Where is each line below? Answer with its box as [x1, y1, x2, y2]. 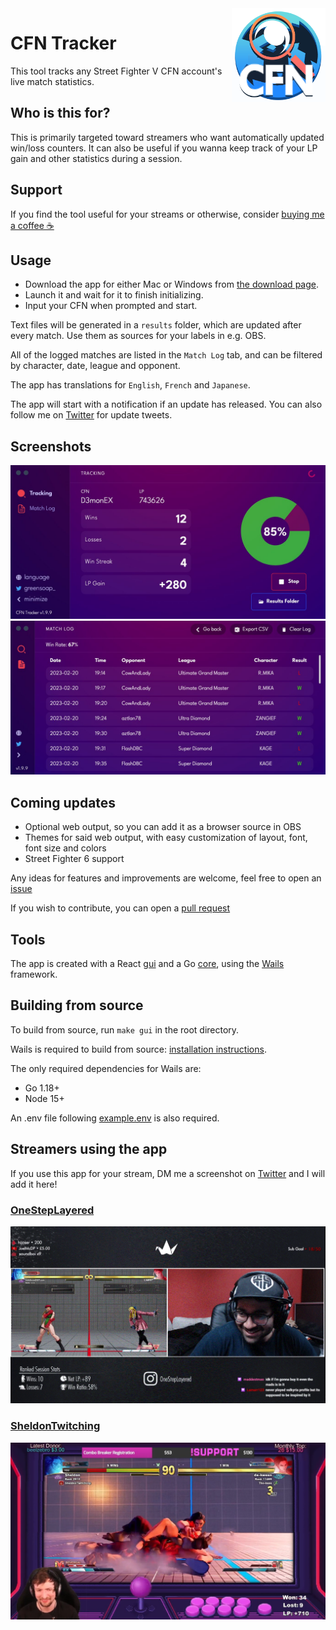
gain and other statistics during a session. [10, 152, 183, 164]
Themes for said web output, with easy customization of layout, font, [24, 832, 308, 844]
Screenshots [10, 438, 92, 455]
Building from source [10, 997, 144, 1014]
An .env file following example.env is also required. [10, 1112, 220, 1124]
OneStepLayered [10, 1203, 95, 1217]
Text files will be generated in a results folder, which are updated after [10, 319, 302, 331]
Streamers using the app [10, 1141, 168, 1158]
